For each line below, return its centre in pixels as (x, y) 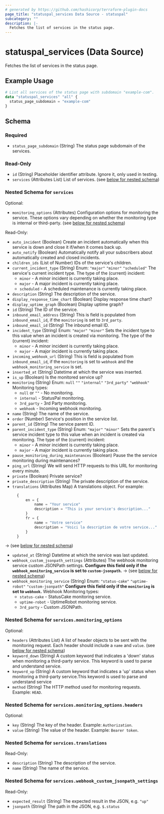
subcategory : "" (22, 19)
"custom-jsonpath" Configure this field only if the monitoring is (91, 586)
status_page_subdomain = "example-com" (50, 101)
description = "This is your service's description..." (92, 509)
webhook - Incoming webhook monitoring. (61, 408)
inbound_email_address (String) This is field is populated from (74, 314)
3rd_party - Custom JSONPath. (51, 607)
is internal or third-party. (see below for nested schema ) (69, 223)
